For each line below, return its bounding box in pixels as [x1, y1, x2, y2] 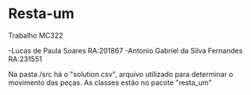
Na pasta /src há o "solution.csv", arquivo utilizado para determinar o [8, 69, 234, 79]
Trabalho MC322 [8, 31, 63, 40]
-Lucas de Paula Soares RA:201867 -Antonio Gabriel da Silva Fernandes [8, 46, 243, 55]
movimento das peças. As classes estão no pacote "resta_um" [8, 78, 212, 87]
